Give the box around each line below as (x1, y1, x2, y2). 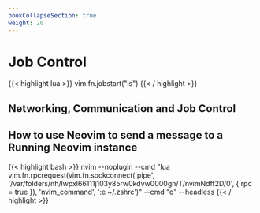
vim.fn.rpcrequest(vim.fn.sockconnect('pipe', (8, 170, 155, 180)
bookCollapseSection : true (8, 11, 97, 20)
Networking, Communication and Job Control (8, 102, 236, 115)
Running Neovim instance (8, 141, 138, 155)
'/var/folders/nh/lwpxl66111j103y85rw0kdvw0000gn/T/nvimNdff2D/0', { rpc (8, 178, 252, 188)
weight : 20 (8, 19, 44, 27)
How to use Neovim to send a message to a (8, 129, 223, 142)
